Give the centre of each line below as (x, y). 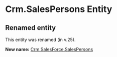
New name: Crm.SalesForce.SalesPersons (49, 49)
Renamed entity (31, 28)
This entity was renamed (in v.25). (40, 39)
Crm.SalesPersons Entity (59, 9)
